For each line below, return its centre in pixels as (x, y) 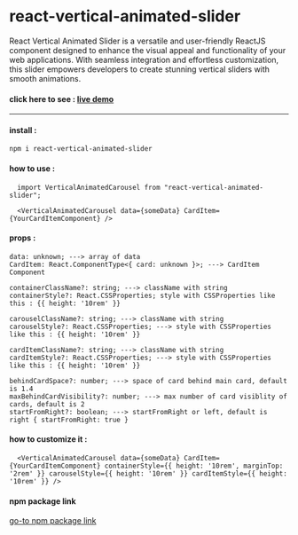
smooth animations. (45, 78)
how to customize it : (48, 439)
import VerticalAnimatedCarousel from (89, 187)
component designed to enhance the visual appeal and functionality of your (148, 50)
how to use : (32, 168)
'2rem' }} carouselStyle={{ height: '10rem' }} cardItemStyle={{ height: (149, 473)
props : (23, 238)
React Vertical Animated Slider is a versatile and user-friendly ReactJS (137, 41)
